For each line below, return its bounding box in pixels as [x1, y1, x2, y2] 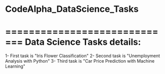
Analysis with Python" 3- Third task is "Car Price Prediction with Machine [5, 58, 155, 64]
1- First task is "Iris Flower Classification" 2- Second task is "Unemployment [5, 53, 160, 59]
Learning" [5, 63, 26, 70]
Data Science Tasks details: [24, 37, 141, 48]
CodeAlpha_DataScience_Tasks [5, 3, 139, 15]
